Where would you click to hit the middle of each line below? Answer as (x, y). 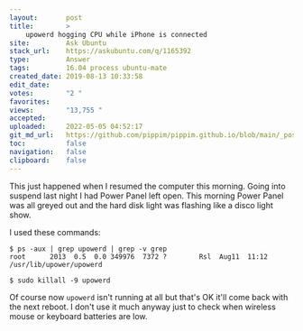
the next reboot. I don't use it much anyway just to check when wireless (143, 307)
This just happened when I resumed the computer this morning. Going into (147, 186)
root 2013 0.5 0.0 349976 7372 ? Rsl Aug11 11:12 (139, 257)
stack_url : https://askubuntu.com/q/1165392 (101, 51)
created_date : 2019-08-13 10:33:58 (76, 77)
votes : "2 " (46, 93)
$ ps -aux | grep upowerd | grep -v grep (88, 249)
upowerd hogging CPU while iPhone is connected (116, 34)
